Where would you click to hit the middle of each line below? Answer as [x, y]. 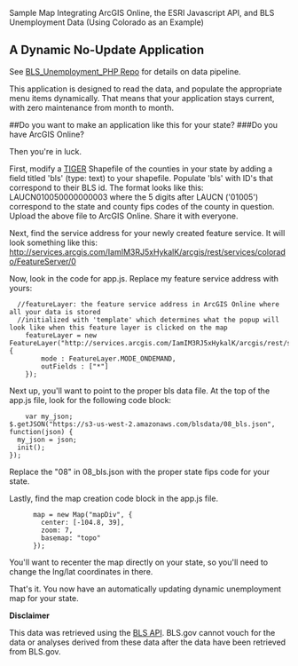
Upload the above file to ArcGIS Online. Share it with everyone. [124, 216]
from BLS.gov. [35, 651]
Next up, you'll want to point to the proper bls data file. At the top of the [140, 391]
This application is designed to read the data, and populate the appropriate [145, 89]
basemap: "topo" [71, 538]
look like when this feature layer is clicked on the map [118, 328]
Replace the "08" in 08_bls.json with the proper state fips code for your [140, 472]
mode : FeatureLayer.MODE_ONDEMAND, [109, 359]
